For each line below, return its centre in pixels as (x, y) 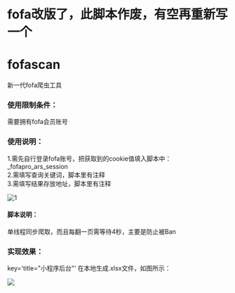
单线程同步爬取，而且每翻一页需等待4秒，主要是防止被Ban (92, 231)
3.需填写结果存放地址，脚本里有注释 (59, 183)
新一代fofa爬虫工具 (34, 85)
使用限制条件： (33, 105)
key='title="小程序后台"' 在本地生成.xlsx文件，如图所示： (89, 268)
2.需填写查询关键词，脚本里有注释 (56, 175)
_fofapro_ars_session (38, 166)
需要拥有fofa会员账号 (38, 122)
